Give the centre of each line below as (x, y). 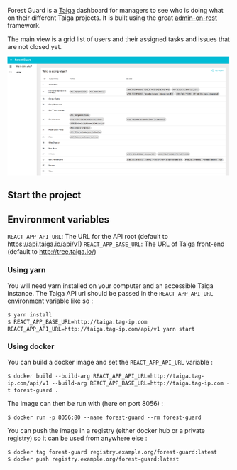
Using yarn (27, 270)
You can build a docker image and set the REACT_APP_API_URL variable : (110, 362)
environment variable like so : (50, 301)
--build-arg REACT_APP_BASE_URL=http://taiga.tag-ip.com (138, 383)
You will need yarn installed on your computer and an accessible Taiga (111, 285)
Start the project (44, 195)
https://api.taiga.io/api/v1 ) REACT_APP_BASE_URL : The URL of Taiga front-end (116, 244)
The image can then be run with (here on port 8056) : (85, 403)
